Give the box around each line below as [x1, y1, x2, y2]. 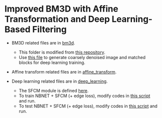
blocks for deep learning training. [18, 59, 85, 65]
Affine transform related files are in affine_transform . [11, 69, 117, 74]
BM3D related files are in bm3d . [11, 40, 76, 45]
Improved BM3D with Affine [4, 3, 118, 15]
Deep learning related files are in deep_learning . [11, 78, 108, 84]
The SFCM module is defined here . [18, 88, 89, 93]
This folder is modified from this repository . [18, 49, 105, 55]
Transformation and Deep [4, 14, 110, 25]
